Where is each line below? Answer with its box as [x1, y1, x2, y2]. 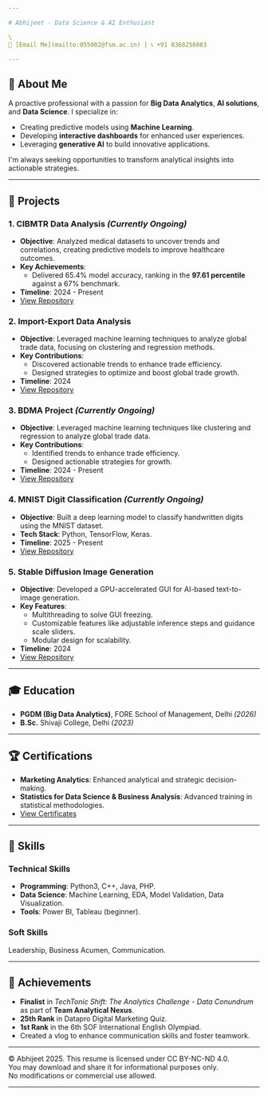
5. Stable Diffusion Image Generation [8, 566, 154, 577]
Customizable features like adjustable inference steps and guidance [31, 618, 255, 628]
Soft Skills [8, 927, 49, 938]
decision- [206, 774, 238, 784]
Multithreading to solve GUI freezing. [31, 610, 153, 620]
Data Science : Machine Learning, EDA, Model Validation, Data [19, 890, 224, 900]
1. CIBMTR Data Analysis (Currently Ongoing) [8, 218, 187, 229]
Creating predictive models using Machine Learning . [19, 122, 195, 132]
